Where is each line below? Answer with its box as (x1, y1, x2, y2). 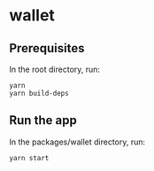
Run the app (9, 113, 77, 128)
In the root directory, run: (9, 64, 100, 74)
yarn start (9, 153, 50, 162)
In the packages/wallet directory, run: (9, 136, 146, 147)
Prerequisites (9, 41, 85, 56)
